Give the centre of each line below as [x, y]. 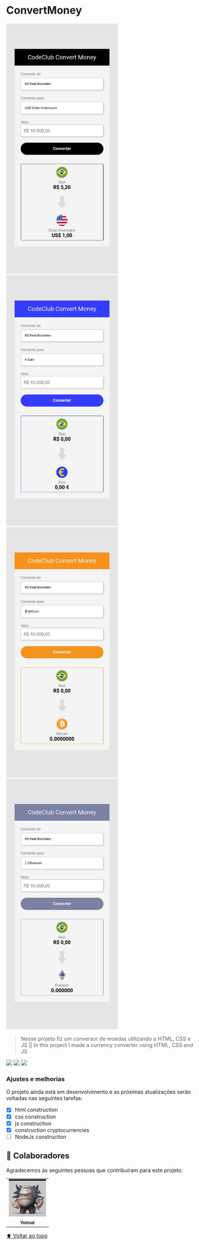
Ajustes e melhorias [36, 1079]
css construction [35, 1117]
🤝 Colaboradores [38, 1156]
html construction [36, 1110]
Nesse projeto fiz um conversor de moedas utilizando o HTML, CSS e [106, 1039]
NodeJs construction [40, 1137]
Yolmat [27, 1223]
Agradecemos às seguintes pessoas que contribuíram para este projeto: [94, 1170]
